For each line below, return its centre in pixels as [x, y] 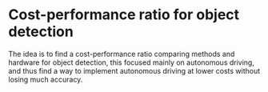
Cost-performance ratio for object [124, 15]
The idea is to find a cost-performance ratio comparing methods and [122, 54]
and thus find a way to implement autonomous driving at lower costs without [134, 70]
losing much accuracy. [46, 79]
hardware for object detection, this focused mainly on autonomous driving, [131, 62]
